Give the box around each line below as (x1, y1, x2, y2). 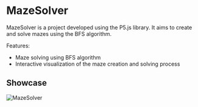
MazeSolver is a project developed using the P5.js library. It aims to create (6, 24, 193, 31)
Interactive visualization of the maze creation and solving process (15, 60, 180, 67)
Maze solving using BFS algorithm (15, 53, 101, 61)
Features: (6, 42, 30, 49)
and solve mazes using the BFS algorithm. (6, 30, 112, 37)
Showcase (6, 78, 48, 88)
